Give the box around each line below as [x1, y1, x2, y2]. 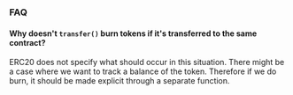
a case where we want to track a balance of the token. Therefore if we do [9, 66, 277, 77]
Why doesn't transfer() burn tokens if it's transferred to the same [9, 28, 258, 39]
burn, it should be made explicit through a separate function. [9, 76, 230, 86]
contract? [9, 37, 46, 47]
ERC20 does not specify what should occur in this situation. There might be [9, 57, 285, 68]
